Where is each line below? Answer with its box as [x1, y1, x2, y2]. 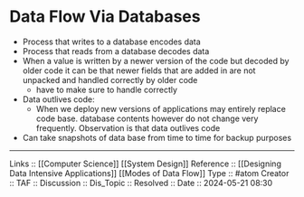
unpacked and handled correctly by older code [22, 74, 198, 85]
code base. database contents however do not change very [35, 113, 259, 124]
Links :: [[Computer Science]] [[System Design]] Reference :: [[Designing [9, 158, 282, 169]
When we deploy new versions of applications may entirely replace [35, 103, 287, 114]
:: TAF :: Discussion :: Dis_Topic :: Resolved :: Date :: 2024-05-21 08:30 [9, 177, 273, 188]
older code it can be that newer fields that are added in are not [22, 65, 256, 76]
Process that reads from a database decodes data [22, 45, 210, 56]
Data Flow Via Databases [9, 6, 201, 27]
